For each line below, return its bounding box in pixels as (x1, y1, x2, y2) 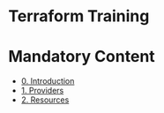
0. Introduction (20, 76, 75, 87)
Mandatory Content (8, 47, 155, 67)
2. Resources (20, 94, 70, 105)
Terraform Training (8, 6, 150, 26)
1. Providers (20, 86, 64, 96)
